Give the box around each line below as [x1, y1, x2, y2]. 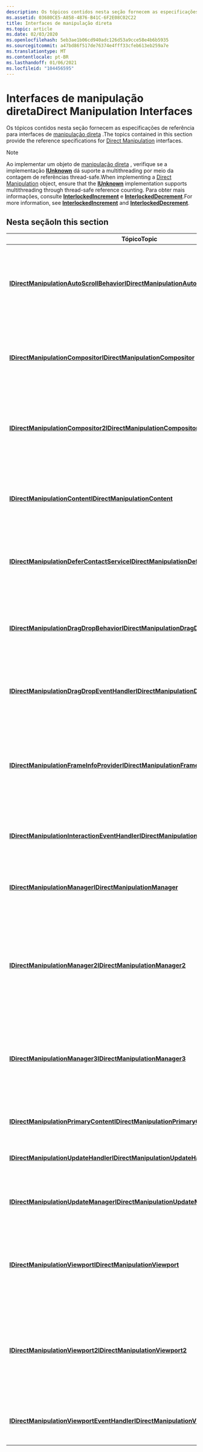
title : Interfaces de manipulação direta [6, 20, 112, 26]
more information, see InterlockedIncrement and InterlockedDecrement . [6, 199, 190, 207]
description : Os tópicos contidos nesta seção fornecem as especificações [6, 8, 199, 15]
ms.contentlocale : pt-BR [6, 54, 69, 60]
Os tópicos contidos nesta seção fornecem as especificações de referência [6, 124, 195, 132]
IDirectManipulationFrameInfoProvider [9, 761, 123, 770]
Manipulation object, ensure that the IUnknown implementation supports [6, 180, 187, 187]
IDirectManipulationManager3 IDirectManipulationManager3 [9, 1054, 186, 1063]
